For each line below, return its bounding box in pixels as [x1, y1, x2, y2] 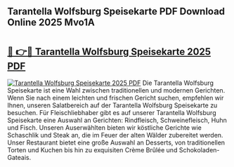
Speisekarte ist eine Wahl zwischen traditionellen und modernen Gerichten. [7, 86, 226, 94]
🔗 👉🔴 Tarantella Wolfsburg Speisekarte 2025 [7, 46, 211, 58]
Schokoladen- [178, 146, 220, 154]
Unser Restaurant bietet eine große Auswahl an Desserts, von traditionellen [7, 138, 226, 147]
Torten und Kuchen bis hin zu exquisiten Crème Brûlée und [7, 146, 178, 154]
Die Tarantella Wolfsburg [142, 79, 214, 87]
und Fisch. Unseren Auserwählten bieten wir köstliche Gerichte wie [7, 123, 202, 132]
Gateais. [7, 154, 32, 161]
